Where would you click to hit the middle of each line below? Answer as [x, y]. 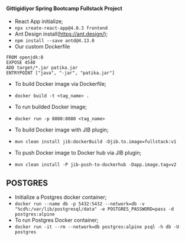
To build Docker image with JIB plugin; [61, 130]
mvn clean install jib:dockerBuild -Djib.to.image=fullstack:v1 [95, 142]
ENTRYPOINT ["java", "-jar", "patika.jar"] [61, 73]
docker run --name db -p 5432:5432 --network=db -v [79, 204]
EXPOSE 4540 [21, 63]
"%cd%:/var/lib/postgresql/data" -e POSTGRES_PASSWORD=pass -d [94, 209]
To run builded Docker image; [51, 107]
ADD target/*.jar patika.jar [42, 68]
